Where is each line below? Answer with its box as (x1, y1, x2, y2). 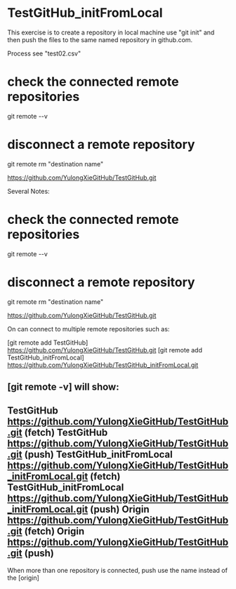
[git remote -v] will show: (7, 381, 119, 393)
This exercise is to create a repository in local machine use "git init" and (7, 28, 215, 37)
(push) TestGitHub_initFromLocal (24, 449, 173, 461)
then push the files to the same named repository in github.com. (7, 35, 193, 44)
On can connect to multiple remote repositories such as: (7, 324, 170, 333)
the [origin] (7, 574, 40, 582)
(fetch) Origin (24, 525, 85, 538)
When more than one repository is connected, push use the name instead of (7, 566, 228, 574)
